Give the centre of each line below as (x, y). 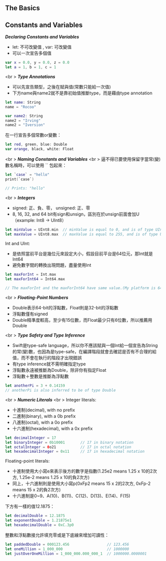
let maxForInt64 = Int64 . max (35, 279)
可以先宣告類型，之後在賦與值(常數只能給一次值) (62, 86)
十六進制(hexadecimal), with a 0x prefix (52, 428)
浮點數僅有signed (30, 314)
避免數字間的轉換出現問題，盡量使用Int (52, 265)
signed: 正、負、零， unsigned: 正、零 (51, 208)
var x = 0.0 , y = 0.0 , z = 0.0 (37, 63)
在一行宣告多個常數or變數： (33, 135)
